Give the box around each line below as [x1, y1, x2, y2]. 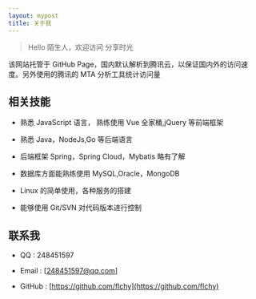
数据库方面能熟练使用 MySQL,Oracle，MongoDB [19, 169, 180, 179]
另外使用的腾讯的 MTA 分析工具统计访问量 [22, 69, 162, 79]
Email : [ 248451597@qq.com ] [19, 266, 118, 276]
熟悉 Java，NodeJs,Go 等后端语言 [19, 135, 134, 144]
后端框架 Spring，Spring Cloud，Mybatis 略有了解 [19, 152, 186, 161]
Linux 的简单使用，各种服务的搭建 [19, 186, 132, 196]
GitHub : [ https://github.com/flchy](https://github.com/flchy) [19, 281, 219, 291]
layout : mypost [8, 11, 59, 20]
